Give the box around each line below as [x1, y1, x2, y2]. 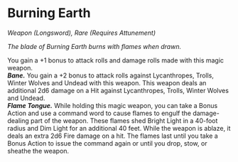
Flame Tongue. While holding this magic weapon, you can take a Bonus [7, 101, 218, 109]
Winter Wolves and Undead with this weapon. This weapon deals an [7, 78, 207, 87]
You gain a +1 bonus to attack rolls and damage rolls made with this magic [7, 55, 225, 65]
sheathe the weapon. [7, 146, 70, 155]
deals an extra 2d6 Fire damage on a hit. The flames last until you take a [7, 131, 218, 140]
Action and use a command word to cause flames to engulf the [7, 109, 192, 117]
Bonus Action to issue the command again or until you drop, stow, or [7, 139, 207, 147]
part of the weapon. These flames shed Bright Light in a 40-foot [31, 116, 218, 125]
